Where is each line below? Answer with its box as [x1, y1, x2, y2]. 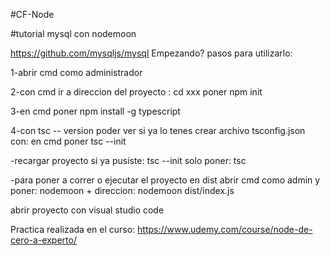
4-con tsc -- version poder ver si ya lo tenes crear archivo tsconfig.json [10, 125, 306, 136]
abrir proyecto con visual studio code [10, 204, 165, 216]
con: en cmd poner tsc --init [10, 135, 127, 147]
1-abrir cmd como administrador [10, 67, 143, 78]
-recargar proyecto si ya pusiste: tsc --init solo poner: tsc [10, 155, 247, 166]
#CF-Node [10, 9, 55, 20]
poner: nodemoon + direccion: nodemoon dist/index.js [10, 185, 235, 196]
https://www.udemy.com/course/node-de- [137, 224, 313, 235]
